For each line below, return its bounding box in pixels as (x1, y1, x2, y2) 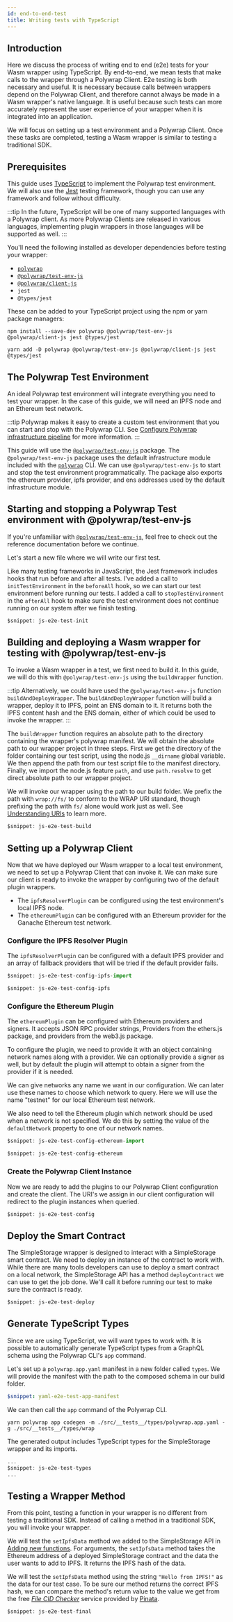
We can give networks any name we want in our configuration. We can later (7, 1081, 224, 1089)
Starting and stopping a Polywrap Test (7, 503, 177, 515)
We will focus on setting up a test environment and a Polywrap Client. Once (7, 126, 223, 134)
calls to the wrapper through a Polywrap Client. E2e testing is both (7, 76, 198, 84)
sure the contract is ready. (7, 1286, 83, 1294)
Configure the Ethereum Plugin (7, 1002, 114, 1012)
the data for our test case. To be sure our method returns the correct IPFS (7, 1580, 219, 1589)
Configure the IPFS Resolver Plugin (7, 936, 129, 946)
